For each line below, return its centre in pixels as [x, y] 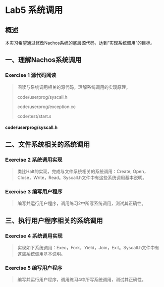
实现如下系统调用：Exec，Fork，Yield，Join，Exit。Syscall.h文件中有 [88, 247]
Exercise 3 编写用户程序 [34, 191]
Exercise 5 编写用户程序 [34, 268]
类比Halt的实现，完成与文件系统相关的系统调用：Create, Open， [83, 171]
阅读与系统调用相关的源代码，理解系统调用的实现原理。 [74, 87]
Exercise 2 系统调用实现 [34, 160]
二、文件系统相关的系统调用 [48, 144]
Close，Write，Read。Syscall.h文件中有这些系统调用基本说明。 [82, 177]
